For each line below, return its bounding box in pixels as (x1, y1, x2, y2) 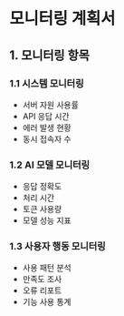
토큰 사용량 (22, 204, 62, 215)
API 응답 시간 (22, 110, 70, 121)
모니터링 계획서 (9, 8, 116, 29)
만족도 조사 (22, 274, 62, 285)
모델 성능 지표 (22, 215, 72, 226)
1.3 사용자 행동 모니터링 (9, 240, 106, 253)
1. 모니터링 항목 (9, 47, 91, 63)
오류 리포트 (22, 285, 62, 296)
